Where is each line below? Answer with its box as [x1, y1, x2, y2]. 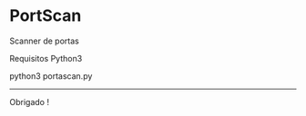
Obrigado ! [9, 96, 50, 107]
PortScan [9, 5, 82, 26]
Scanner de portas [9, 35, 79, 46]
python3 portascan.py [9, 70, 93, 82]
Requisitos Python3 [9, 53, 83, 63]
